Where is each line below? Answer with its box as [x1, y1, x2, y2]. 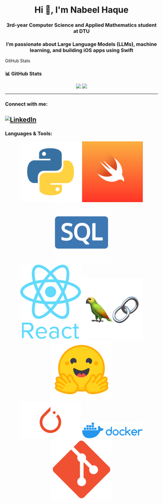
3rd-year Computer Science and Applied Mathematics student [6, 22, 157, 29]
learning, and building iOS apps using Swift [30, 47, 133, 54]
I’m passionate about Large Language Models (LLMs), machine [6, 41, 157, 48]
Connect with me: [5, 101, 48, 107]
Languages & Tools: [5, 130, 52, 137]
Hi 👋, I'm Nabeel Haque [34, 4, 129, 16]
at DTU [73, 28, 90, 35]
